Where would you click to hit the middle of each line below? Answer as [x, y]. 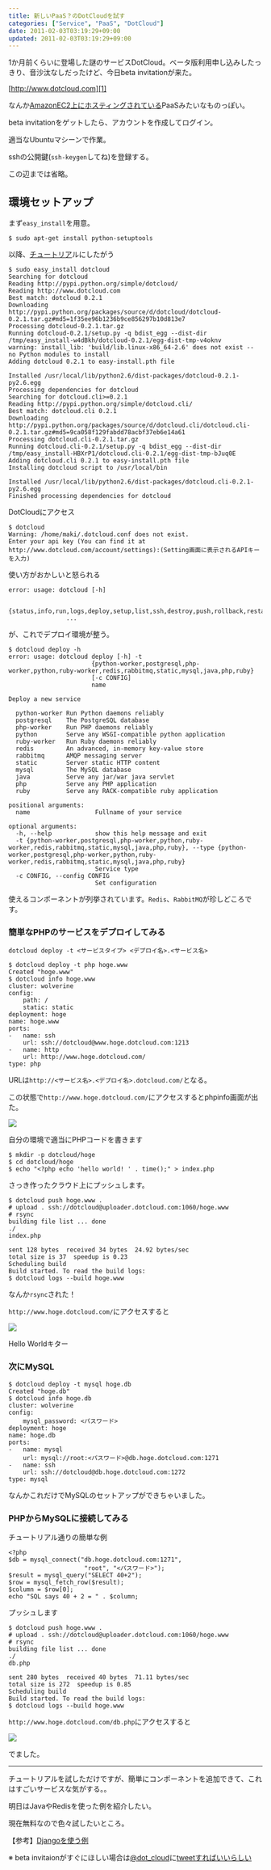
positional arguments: [46, 805]
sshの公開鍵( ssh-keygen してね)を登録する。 [81, 157]
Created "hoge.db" [39, 1391]
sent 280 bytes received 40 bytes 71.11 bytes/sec [99, 1677]
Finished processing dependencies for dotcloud [90, 496]
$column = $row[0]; [41, 1589]
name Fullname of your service [99, 813]
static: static [48, 1007]
